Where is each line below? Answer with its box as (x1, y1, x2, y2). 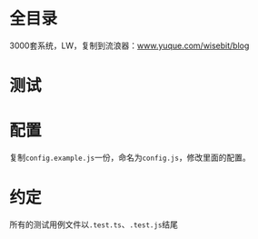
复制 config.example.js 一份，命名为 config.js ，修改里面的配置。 (9, 152, 252, 164)
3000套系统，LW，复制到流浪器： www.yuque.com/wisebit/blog (9, 40, 250, 51)
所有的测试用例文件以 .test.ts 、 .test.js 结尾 (9, 219, 179, 230)
